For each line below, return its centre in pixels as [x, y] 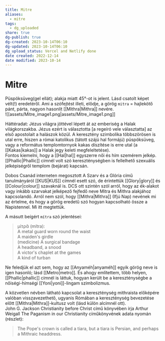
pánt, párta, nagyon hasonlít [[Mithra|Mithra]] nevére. [59, 109]
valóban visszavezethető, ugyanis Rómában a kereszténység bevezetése [80, 298]
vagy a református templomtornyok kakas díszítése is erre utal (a [71, 145]
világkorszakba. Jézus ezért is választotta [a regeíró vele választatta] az [79, 129]
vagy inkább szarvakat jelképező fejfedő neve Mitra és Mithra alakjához [78, 192]
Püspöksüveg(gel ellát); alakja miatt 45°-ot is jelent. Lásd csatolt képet [77, 98]
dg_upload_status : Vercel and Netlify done [51, 51]
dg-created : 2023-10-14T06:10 [36, 42]
